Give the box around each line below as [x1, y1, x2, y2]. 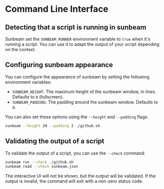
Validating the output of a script [5, 137, 104, 146]
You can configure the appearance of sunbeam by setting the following [5, 74, 150, 80]
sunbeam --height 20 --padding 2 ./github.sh [5, 123, 100, 128]
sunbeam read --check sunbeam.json [5, 164, 78, 169]
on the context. [5, 47, 36, 52]
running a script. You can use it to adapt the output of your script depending [5, 41, 160, 47]
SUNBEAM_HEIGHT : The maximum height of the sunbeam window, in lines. [12, 89, 157, 94]
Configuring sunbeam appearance [5, 61, 113, 69]
